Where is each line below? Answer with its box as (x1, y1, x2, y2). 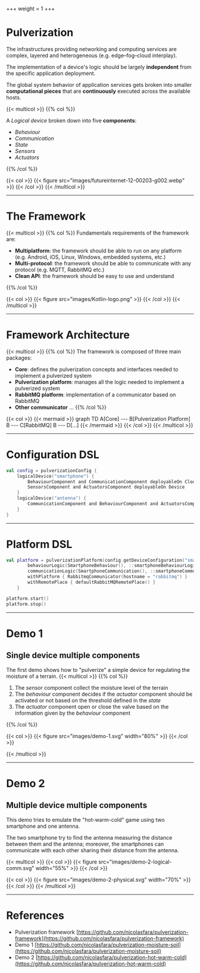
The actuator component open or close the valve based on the (14, 703, 169, 710)
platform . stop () (6, 601, 46, 607)
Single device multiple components (6, 650, 140, 661)
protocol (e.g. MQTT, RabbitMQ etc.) (14, 266, 105, 273)
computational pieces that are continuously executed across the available (6, 87, 190, 95)
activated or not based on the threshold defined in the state (14, 696, 161, 704)
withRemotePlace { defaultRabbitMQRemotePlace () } (27, 580, 156, 586)
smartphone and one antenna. (6, 822, 80, 830)
